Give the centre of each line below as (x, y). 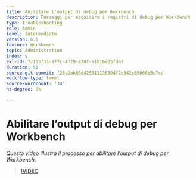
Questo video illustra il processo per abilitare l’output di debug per (87, 153)
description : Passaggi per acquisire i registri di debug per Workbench (98, 17)
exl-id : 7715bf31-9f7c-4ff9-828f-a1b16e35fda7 (65, 61)
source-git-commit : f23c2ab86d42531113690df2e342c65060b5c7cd (85, 73)
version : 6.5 (22, 39)
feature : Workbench (30, 45)
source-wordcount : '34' (36, 84)
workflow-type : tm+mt (33, 78)
